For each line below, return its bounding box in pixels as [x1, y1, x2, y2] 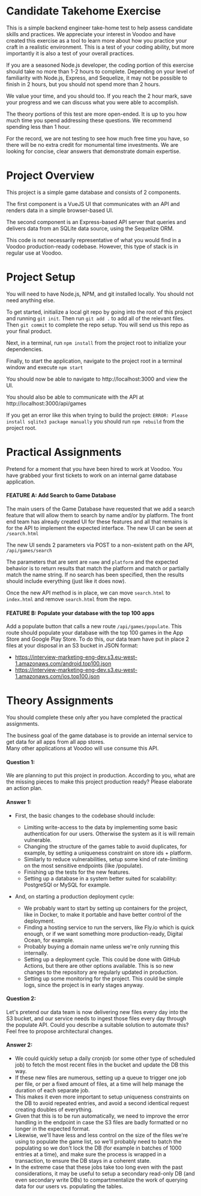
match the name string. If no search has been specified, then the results [6, 571, 184, 578]
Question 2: [6, 995, 36, 1002]
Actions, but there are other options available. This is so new [23, 962, 174, 969]
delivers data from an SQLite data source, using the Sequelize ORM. [6, 225, 175, 232]
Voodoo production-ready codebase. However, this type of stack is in [6, 243, 178, 250]
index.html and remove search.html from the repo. [6, 595, 132, 603]
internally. [23, 949, 49, 956]
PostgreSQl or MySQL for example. [23, 881, 111, 888]
